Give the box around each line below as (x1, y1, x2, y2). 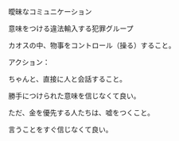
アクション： (8, 58, 50, 67)
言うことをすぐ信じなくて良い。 (8, 125, 113, 134)
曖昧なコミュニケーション (8, 7, 92, 16)
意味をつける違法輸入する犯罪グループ (8, 24, 134, 33)
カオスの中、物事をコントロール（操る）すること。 (8, 40, 176, 50)
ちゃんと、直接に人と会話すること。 (8, 74, 127, 83)
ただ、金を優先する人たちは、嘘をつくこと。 (8, 108, 155, 117)
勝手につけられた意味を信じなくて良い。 (8, 91, 141, 101)
